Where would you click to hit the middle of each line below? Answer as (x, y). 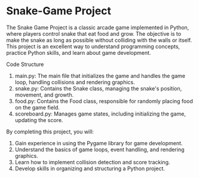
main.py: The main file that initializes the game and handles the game (100, 76)
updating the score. (39, 120)
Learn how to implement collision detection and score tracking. (92, 162)
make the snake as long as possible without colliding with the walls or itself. (99, 40)
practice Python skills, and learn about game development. (79, 52)
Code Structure (25, 64)
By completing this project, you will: (50, 132)
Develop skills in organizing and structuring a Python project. (90, 168)
